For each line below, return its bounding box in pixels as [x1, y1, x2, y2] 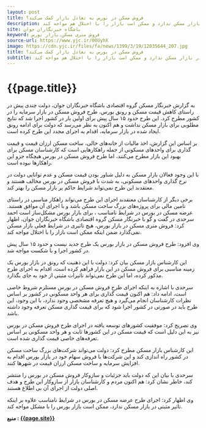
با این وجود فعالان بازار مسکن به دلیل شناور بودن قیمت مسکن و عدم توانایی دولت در [7, 170, 199, 178]
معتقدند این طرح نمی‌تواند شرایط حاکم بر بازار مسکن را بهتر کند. [7, 183, 154, 191]
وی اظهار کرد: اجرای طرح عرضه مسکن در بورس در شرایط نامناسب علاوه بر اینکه [7, 396, 194, 403]
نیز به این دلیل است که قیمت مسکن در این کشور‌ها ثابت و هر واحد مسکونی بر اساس [7, 327, 199, 335]
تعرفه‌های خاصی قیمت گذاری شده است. [7, 334, 99, 342]
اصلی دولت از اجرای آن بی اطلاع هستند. [7, 384, 98, 391]
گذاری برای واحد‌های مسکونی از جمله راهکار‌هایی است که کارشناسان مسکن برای [7, 145, 191, 153]
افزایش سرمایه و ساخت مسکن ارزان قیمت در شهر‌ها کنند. [7, 359, 140, 367]
